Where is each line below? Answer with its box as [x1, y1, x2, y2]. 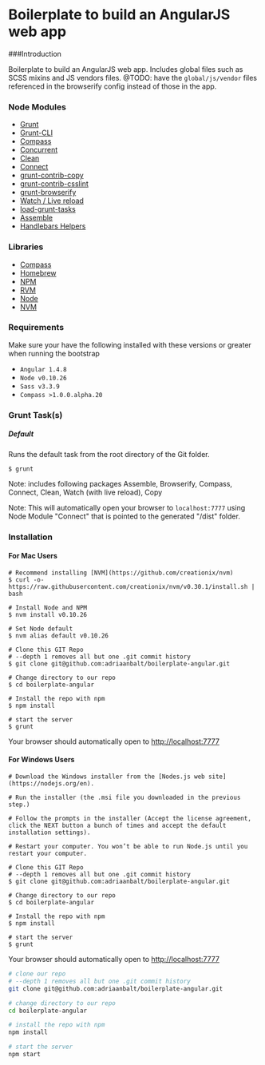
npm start [8, 1051, 42, 1059]
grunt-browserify [19, 188, 77, 197]
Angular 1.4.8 [19, 365, 67, 373]
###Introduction [8, 49, 62, 58]
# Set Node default [8, 625, 73, 633]
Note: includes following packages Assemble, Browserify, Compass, [8, 479, 233, 488]
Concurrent [19, 145, 58, 155]
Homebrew [19, 268, 57, 277]
